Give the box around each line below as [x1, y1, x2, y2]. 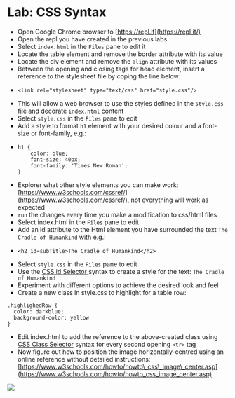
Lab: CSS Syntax [7, 4, 107, 20]
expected [17, 203, 46, 211]
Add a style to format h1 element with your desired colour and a [17, 121, 201, 130]
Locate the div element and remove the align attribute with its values [17, 57, 217, 65]
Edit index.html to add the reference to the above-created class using [17, 332, 218, 341]
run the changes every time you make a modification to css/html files [17, 210, 217, 219]
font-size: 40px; [30, 156, 81, 163]
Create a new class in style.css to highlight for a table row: [17, 288, 187, 296]
